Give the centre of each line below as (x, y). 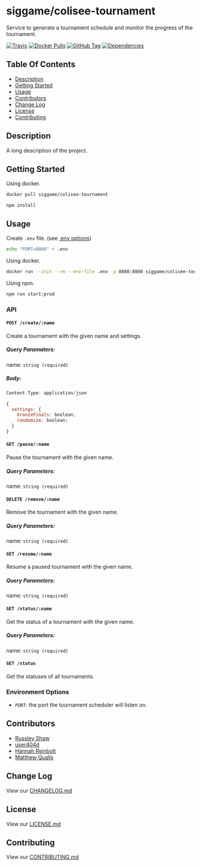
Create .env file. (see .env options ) (49, 239)
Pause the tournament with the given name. (60, 457)
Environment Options (38, 692)
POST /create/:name (31, 323)
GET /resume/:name (29, 554)
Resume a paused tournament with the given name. (70, 567)
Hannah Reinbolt (35, 751)
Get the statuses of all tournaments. (50, 676)
